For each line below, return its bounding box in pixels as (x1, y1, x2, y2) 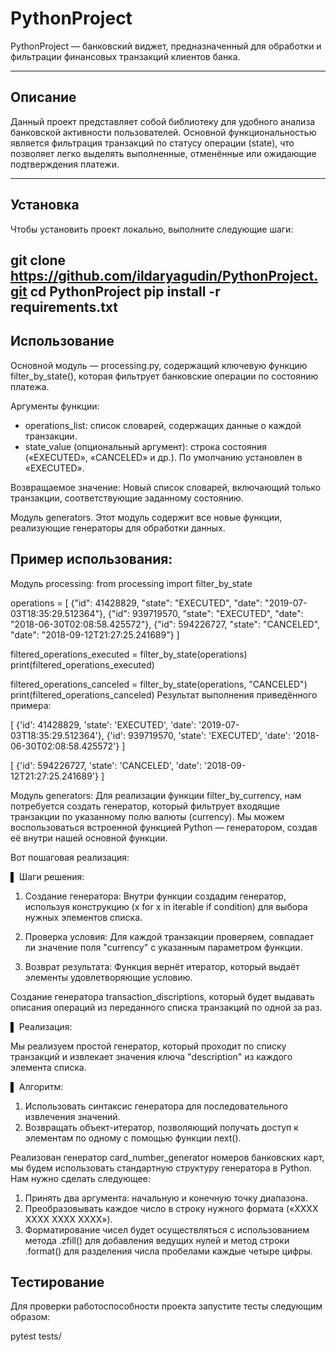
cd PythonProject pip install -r (29, 283, 221, 300)
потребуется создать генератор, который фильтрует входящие (10, 800, 280, 812)
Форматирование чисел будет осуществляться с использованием (24, 1223, 310, 1236)
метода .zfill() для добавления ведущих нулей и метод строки (24, 1234, 290, 1246)
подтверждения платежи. (10, 158, 120, 170)
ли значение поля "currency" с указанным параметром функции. (24, 941, 303, 953)
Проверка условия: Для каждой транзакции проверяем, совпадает (24, 930, 314, 942)
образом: (10, 1311, 51, 1323)
